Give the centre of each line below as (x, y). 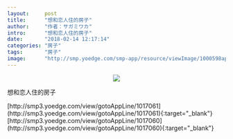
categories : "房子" (34, 46)
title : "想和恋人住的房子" (50, 20)
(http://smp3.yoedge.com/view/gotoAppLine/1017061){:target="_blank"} (110, 113)
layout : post (32, 13)
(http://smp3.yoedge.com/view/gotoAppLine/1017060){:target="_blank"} (111, 128)
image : (17, 59)
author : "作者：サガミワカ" (50, 26)
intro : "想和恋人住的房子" (50, 33)
